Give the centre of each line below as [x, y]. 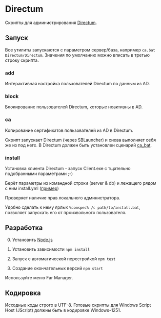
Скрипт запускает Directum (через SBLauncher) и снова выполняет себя [80, 140]
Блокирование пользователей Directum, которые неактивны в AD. [74, 107]
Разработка [24, 228]
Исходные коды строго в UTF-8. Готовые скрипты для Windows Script [78, 305]
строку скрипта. [22, 60]
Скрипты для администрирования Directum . [51, 23]
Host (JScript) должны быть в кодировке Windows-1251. [63, 310]
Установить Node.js [32, 240]
